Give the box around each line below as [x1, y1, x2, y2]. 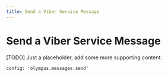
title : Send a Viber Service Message [6, 8, 100, 15]
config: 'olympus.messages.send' [6, 65, 89, 71]
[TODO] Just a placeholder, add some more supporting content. [6, 54, 162, 61]
